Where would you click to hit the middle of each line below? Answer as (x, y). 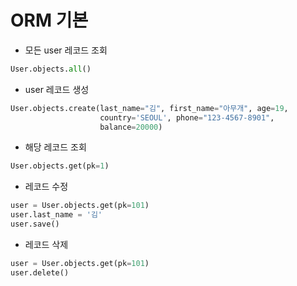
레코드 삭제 (46, 244)
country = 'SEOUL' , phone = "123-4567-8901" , (187, 117)
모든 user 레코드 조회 (66, 50)
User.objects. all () (51, 69)
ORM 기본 (49, 20)
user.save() (35, 224)
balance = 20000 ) (131, 127)
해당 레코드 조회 (55, 147)
